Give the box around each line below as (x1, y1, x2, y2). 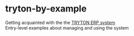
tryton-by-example (5, 3, 87, 14)
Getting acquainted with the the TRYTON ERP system (5, 19, 115, 25)
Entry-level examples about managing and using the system (5, 24, 129, 30)
